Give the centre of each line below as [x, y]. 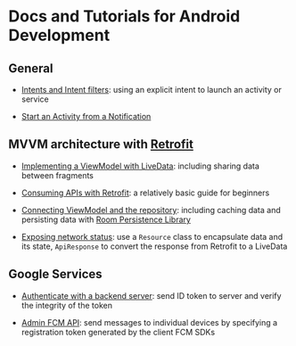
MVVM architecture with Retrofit [101, 144]
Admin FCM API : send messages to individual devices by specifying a [149, 322]
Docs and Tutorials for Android [124, 16]
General [31, 68]
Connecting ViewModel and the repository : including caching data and [151, 210]
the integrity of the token [67, 305]
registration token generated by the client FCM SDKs [118, 332]
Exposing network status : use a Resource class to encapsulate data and [152, 236]
